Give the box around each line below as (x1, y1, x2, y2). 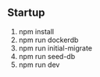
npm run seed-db (18, 51, 76, 61)
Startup (7, 6, 45, 19)
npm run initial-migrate (18, 43, 93, 53)
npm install (18, 26, 55, 36)
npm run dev (18, 60, 60, 69)
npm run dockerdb (18, 35, 79, 44)
